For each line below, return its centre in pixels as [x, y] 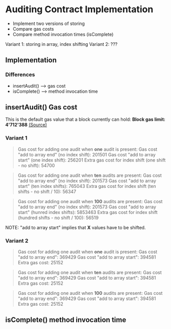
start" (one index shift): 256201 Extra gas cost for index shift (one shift [92, 160]
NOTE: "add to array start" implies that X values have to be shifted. [76, 227]
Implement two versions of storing [49, 23]
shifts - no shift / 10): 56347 [47, 191]
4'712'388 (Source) [26, 125]
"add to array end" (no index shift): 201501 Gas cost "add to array [87, 154]
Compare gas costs [33, 29]
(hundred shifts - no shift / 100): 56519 [58, 217]
